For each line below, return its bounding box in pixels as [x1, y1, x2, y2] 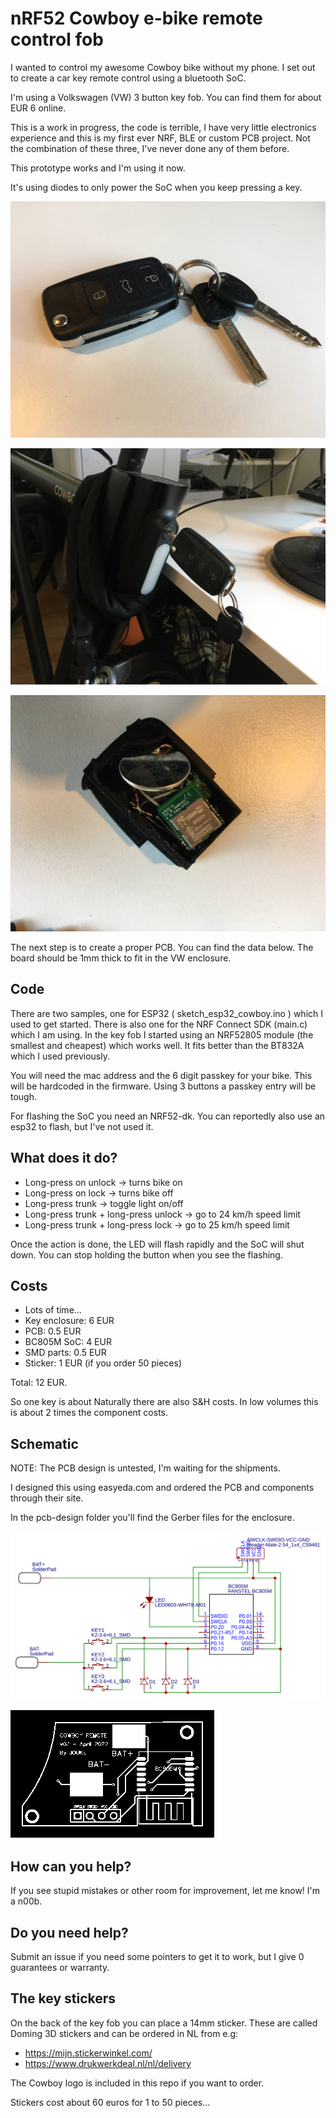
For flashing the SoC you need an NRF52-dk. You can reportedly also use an [10, 1110, 326, 1122]
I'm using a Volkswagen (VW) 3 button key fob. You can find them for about [10, 91, 322, 103]
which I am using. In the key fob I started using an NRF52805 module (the [10, 1028, 314, 1041]
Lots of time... [24, 1304, 82, 1316]
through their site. [10, 1492, 84, 1504]
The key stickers [10, 1990, 117, 2007]
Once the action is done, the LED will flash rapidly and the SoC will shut [10, 1238, 305, 1250]
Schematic [10, 1435, 79, 1452]
